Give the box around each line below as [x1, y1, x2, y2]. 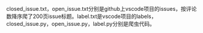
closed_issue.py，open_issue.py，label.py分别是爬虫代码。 [6, 20, 156, 27]
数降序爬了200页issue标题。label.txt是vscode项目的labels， [6, 13, 157, 20]
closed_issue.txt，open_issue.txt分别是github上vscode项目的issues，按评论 [6, 5, 197, 12]
